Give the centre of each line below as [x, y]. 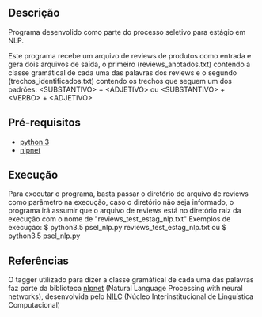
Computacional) [34, 305]
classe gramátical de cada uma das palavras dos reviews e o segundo [123, 72]
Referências [39, 260]
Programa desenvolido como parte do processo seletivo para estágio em [127, 32]
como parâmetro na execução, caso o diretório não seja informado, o [121, 202]
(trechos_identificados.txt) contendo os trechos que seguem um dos [120, 81]
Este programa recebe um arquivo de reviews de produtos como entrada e [130, 55]
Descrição [34, 13]
